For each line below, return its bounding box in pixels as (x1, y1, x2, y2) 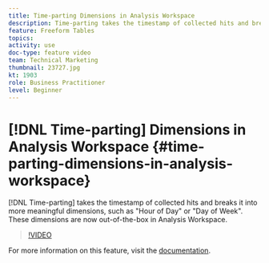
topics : (8, 34, 34, 42)
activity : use (8, 42, 56, 50)
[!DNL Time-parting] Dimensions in (8, 121, 247, 138)
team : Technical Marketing (8, 57, 98, 65)
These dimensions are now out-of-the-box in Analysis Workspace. (8, 215, 228, 225)
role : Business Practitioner (8, 78, 106, 86)
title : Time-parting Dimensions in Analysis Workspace (8, 11, 195, 20)
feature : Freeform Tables (8, 26, 94, 34)
